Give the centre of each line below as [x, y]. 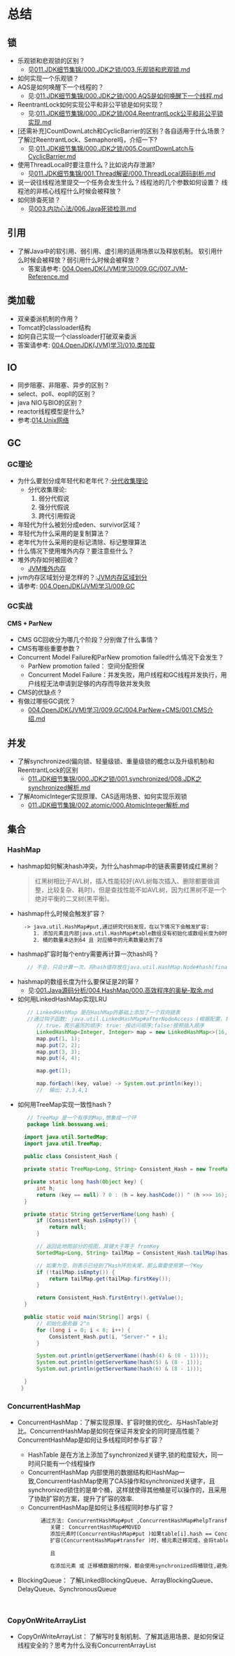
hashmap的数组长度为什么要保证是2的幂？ [78, 982]
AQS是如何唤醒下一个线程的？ [60, 87]
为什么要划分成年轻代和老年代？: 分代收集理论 [83, 481]
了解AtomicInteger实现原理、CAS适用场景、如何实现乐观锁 [102, 796]
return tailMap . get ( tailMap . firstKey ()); [110, 1279]
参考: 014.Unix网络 [43, 420]
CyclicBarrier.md [52, 156]
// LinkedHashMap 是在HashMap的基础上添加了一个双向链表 [104, 1013]
